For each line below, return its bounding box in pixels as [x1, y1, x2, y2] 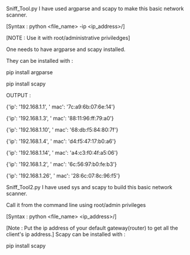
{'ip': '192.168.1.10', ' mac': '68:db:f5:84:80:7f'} [6, 126, 118, 133]
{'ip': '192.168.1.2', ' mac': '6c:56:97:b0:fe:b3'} [6, 161, 117, 168]
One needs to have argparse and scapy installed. [6, 46, 126, 53]
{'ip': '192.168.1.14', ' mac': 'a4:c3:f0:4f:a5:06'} [6, 149, 118, 156]
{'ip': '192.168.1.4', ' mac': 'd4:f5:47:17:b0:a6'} [6, 138, 117, 145]
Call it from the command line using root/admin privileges [6, 202, 146, 208]
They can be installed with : [6, 58, 73, 64]
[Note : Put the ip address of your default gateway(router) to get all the [6, 225, 179, 231]
